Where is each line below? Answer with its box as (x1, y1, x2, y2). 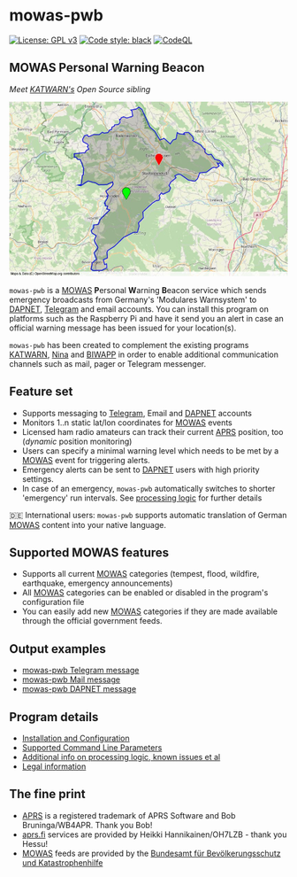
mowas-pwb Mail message (21, 674, 121, 685)
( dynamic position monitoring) (21, 436, 133, 446)
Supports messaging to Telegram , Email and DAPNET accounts (21, 407, 252, 418)
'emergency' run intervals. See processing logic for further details (21, 493, 263, 503)
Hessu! (21, 838, 49, 849)
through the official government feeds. (21, 616, 163, 626)
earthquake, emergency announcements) (21, 578, 173, 589)
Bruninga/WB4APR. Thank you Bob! (21, 819, 153, 830)
